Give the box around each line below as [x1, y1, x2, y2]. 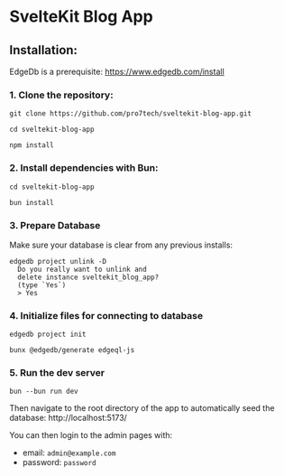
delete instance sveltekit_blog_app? [17, 273, 160, 282]
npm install [9, 141, 54, 150]
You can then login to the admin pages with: [9, 430, 173, 441]
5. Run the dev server [9, 367, 105, 379]
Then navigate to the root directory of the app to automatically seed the [9, 403, 275, 414]
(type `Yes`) [17, 280, 67, 290]
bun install [9, 198, 54, 207]
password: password [22, 457, 96, 468]
